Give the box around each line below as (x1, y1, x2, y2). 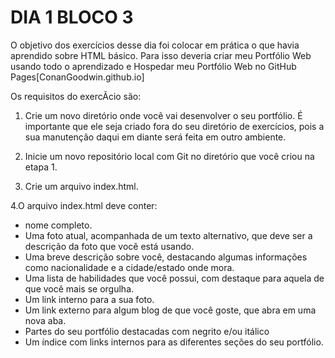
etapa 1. (24, 161, 58, 173)
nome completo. (24, 219, 93, 231)
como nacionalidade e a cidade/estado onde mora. (24, 261, 235, 273)
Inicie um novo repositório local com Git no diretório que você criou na (24, 150, 315, 162)
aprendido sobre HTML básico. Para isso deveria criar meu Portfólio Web (10, 49, 312, 61)
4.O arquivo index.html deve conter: (10, 199, 158, 211)
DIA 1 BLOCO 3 (10, 6, 134, 29)
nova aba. (24, 314, 67, 326)
